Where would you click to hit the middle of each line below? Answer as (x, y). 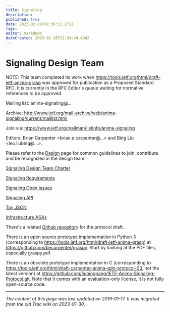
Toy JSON (16, 207)
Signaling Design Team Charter (38, 168)
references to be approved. (34, 93)
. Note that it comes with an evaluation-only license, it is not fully (97, 279)
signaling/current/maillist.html (37, 118)
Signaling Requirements (30, 178)
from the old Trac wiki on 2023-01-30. (45, 304)
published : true (23, 19)
